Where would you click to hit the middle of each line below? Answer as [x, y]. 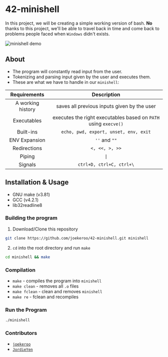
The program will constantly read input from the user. [67, 71]
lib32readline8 [27, 205]
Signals [27, 164]
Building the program [31, 218]
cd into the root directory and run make [51, 248]
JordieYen [23, 350]
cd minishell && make [28, 257]
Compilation [20, 270]
